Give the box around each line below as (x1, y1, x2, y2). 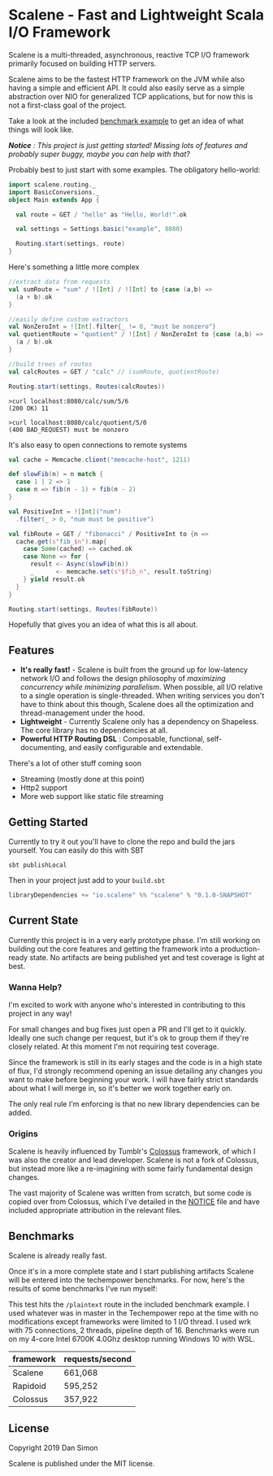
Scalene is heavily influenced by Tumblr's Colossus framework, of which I (8, 1146, 256, 1156)
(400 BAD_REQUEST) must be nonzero (8, 426, 129, 434)
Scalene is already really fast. (8, 1251, 107, 1260)
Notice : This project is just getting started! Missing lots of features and (8, 140, 248, 150)
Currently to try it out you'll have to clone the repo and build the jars (8, 836, 236, 847)
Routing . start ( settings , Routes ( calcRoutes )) (8, 382, 165, 391)
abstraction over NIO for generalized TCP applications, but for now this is (8, 91, 253, 101)
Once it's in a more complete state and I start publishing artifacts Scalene (8, 1267, 254, 1277)
